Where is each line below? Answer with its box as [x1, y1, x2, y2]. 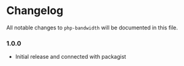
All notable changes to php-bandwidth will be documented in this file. [6, 24, 178, 31]
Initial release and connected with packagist [15, 53, 127, 61]
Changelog [6, 4, 64, 18]
